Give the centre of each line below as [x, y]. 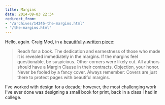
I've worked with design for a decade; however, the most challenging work [81, 87]
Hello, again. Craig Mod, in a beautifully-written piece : [60, 42]
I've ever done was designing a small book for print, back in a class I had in [81, 92]
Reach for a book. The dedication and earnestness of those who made [89, 52]
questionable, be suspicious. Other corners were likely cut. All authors [88, 62]
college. [13, 97]
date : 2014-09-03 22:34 [30, 14]
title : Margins [21, 10]
